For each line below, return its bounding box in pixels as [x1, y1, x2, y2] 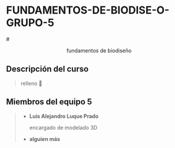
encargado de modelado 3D [29, 124, 98, 131]
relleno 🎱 [20, 80, 42, 87]
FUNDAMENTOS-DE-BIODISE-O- [6, 4, 170, 17]
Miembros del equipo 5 [6, 97, 93, 107]
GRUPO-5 [6, 16, 55, 29]
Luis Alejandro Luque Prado [29, 113, 99, 120]
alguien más [29, 135, 60, 142]
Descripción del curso [6, 64, 89, 74]
